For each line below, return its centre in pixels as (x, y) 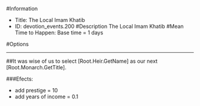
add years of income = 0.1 (46, 97)
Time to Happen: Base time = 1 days (59, 33)
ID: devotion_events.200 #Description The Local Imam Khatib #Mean (99, 26)
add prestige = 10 (36, 90)
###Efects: (20, 79)
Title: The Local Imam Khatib (50, 20)
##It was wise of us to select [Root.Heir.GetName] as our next (82, 61)
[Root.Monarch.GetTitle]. (36, 67)
